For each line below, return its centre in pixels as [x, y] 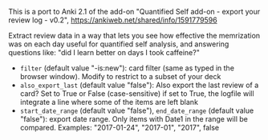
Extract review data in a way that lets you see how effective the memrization [134, 36]
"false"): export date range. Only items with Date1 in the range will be [134, 119]
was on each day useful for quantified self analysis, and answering [119, 44]
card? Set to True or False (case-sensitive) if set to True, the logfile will [137, 94]
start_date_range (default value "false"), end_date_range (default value [137, 110]
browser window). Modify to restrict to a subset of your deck [120, 76]
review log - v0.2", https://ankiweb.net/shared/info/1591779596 [113, 20]
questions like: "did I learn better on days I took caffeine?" [104, 52]
